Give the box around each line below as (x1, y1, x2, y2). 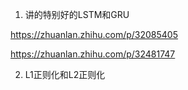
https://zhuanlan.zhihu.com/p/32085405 (10, 29, 178, 40)
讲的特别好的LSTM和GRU (24, 9, 130, 20)
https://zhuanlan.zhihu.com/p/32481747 (10, 48, 176, 60)
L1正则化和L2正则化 (24, 69, 106, 80)
